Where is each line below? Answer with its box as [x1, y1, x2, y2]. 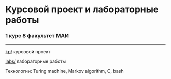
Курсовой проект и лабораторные [5, 4, 159, 15]
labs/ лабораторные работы [5, 58, 66, 64]
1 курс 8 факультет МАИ [5, 32, 69, 39]
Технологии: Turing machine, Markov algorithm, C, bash [5, 68, 124, 74]
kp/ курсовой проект [5, 49, 51, 55]
